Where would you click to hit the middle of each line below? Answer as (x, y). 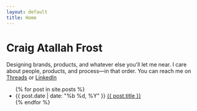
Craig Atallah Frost (54, 48)
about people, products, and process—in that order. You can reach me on (99, 71)
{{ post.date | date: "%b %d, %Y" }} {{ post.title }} (78, 96)
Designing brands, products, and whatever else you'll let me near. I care (97, 65)
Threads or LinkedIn (31, 77)
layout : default (27, 12)
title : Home (21, 18)
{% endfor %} (33, 102)
